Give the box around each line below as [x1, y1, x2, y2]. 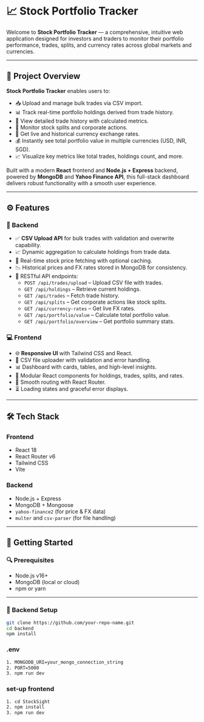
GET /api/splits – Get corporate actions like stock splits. [24, 298, 167, 306]
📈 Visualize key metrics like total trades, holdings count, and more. [15, 152, 183, 160]
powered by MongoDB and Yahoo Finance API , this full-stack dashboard [6, 173, 189, 180]
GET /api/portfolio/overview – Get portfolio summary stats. [24, 318, 175, 325]
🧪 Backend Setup [6, 606, 58, 615]
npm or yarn [15, 585, 46, 592]
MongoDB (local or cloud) [15, 579, 80, 586]
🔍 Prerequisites [6, 556, 55, 565]
